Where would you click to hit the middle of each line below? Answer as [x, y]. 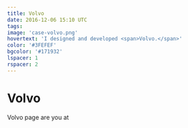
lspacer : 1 [23, 58]
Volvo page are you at [38, 117]
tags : [15, 26]
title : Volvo [26, 13]
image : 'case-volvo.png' [43, 33]
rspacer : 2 [23, 64]
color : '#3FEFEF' [32, 45]
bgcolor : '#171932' [35, 52]
